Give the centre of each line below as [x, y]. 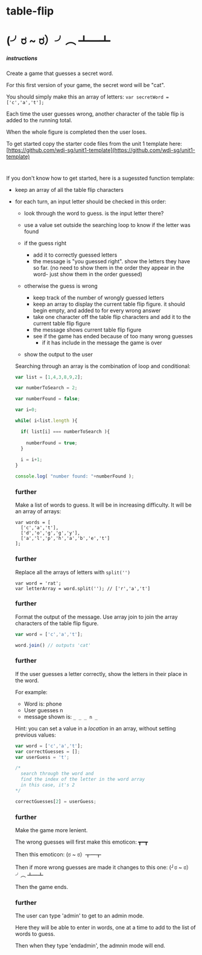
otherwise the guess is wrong [61, 286]
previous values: [35, 735]
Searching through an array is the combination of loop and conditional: [103, 366]
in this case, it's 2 [48, 785]
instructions [22, 58]
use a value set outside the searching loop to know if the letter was [107, 225]
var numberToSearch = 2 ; [46, 388]
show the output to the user [58, 354]
